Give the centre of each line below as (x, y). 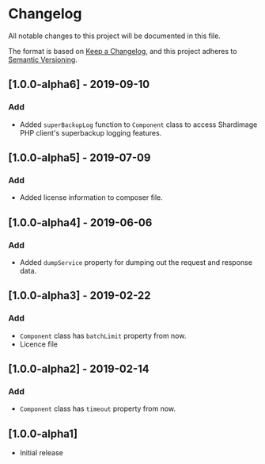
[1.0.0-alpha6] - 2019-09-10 (79, 84)
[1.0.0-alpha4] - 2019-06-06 (80, 222)
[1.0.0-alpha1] (43, 433)
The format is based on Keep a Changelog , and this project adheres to (123, 51)
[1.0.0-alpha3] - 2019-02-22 (80, 295)
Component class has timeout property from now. (98, 408)
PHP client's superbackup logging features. (91, 132)
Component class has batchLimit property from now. (103, 336)
